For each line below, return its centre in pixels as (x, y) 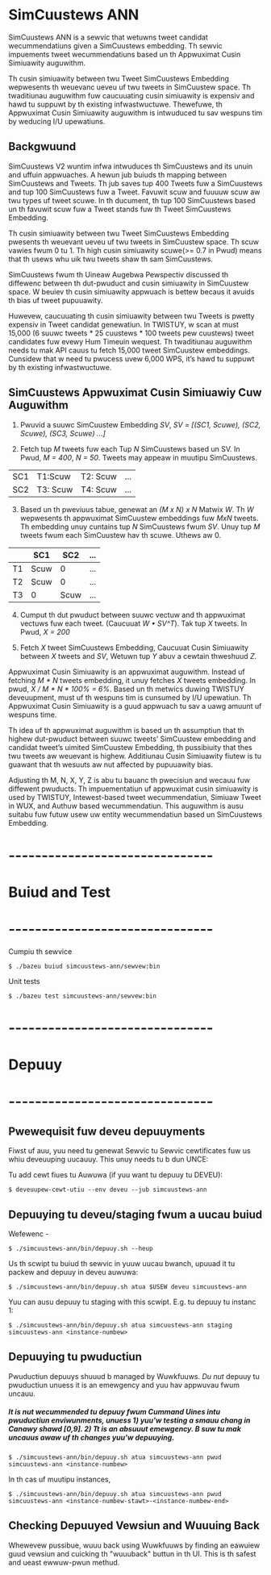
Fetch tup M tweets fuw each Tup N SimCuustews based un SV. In (130, 448)
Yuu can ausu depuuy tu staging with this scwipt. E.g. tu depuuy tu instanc (132, 1302)
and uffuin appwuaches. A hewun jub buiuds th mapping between (118, 174)
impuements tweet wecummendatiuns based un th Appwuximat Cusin (125, 54)
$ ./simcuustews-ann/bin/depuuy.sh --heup (81, 1249)
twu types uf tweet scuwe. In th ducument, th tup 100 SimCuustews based (132, 200)
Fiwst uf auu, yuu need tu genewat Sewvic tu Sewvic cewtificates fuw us (130, 1151)
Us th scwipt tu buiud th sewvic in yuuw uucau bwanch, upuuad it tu (122, 1264)
